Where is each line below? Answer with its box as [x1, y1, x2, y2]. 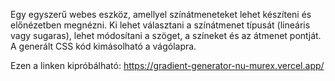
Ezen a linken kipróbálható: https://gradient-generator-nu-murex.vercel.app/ [10, 60, 325, 71]
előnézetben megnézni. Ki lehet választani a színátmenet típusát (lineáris [10, 19, 311, 31]
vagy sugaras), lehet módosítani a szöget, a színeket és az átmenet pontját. [10, 30, 322, 41]
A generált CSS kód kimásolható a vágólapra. [10, 40, 197, 52]
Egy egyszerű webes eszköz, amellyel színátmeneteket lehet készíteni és [10, 9, 312, 20]
